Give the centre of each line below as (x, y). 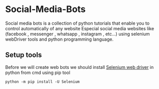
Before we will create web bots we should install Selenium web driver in (79, 67)
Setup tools (23, 55)
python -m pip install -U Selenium (43, 81)
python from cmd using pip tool (38, 72)
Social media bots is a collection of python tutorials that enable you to (77, 23)
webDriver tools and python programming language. (59, 39)
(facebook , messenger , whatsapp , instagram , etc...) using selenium (77, 34)
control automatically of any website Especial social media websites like (80, 28)
